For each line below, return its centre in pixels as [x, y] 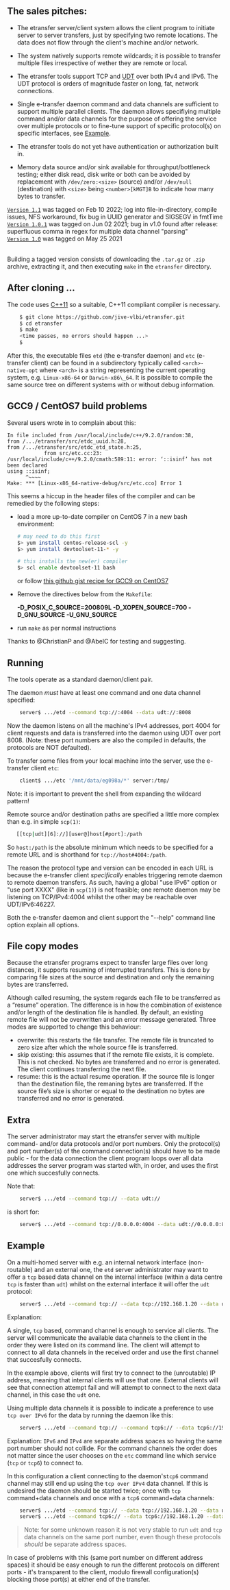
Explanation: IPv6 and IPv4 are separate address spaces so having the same [115, 1441]
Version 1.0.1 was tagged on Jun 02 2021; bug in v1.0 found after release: [113, 224]
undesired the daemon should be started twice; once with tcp [94, 1491]
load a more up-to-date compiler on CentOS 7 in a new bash [102, 516]
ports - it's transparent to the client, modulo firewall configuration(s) [103, 1572]
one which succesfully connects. [54, 1173]
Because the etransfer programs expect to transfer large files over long [107, 963]
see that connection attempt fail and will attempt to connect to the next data [114, 1387]
